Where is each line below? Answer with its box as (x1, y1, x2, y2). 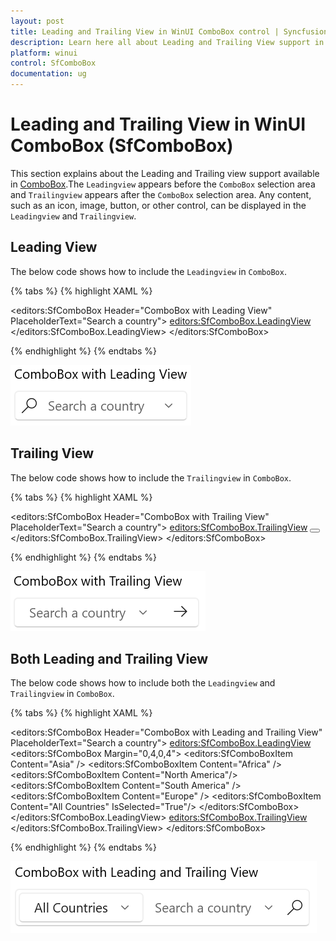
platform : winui (10, 48, 78, 58)
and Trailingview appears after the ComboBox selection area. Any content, (10, 188, 312, 200)
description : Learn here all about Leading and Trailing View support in (10, 37, 325, 47)
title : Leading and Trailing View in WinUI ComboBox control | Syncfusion (10, 26, 329, 37)
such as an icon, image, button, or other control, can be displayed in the (10, 199, 307, 211)
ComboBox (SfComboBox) (10, 135, 234, 157)
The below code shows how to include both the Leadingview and (10, 677, 276, 689)
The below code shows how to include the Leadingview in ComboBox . (10, 265, 287, 277)
